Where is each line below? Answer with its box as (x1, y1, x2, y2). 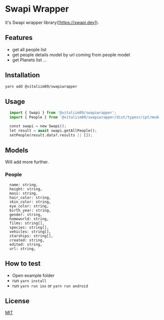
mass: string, (9, 191, 38, 196)
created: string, (9, 238, 45, 243)
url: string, (9, 246, 36, 251)
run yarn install (12, 278, 47, 283)
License (5, 297, 30, 305)
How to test (5, 260, 41, 268)
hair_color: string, (9, 195, 51, 200)
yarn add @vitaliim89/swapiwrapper (5, 84, 78, 89)
